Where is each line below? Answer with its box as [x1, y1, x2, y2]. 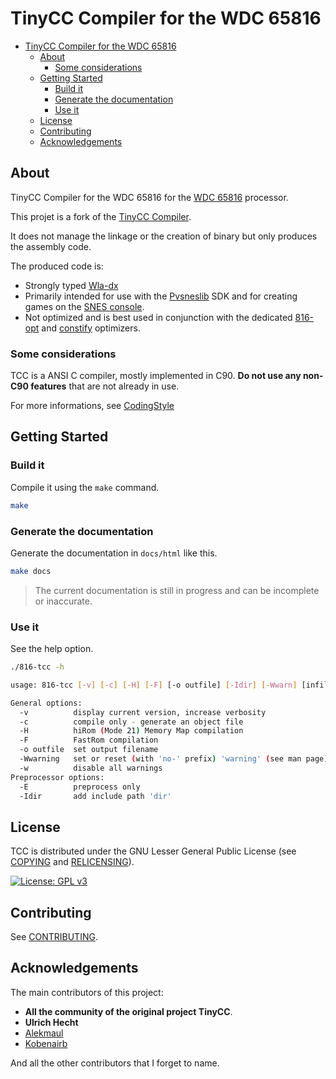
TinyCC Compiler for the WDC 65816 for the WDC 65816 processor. [10, 191, 289, 203]
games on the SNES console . [24, 300, 145, 312]
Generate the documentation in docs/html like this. [10, 547, 218, 559]
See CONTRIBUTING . [10, 931, 98, 943]
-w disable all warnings [19, 763, 163, 773]
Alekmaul [24, 1027, 64, 1039]
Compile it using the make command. [10, 481, 160, 493]
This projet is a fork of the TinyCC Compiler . [10, 210, 192, 222]
